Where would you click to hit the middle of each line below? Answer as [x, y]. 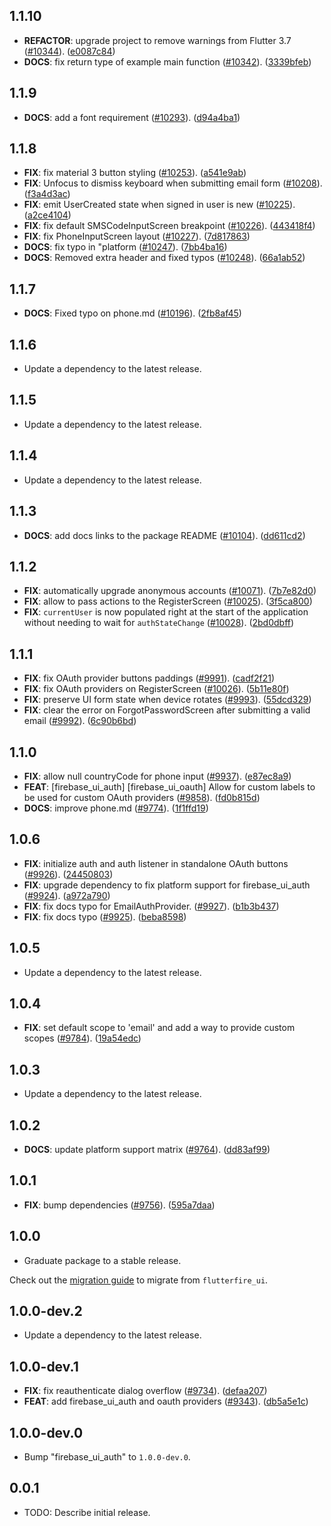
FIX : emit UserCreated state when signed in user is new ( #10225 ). [159, 205]
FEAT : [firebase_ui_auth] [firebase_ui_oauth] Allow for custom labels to [169, 786]
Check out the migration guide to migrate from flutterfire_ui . [139, 1280]
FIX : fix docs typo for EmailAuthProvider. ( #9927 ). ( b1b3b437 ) [151, 906]
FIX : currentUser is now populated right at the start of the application [166, 612]
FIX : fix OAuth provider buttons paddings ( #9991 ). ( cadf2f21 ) [149, 678]
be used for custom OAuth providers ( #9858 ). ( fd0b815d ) [142, 797]
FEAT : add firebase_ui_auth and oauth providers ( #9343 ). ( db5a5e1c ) [166, 1401]
